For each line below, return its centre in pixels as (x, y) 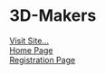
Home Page (31, 50)
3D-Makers (53, 16)
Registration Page (43, 60)
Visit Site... (29, 41)
